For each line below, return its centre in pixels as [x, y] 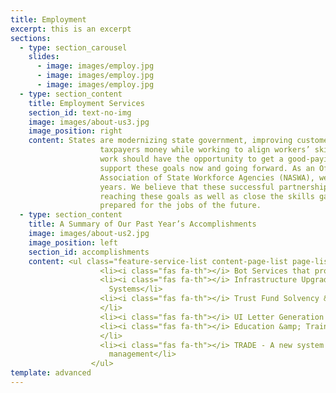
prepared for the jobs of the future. [180, 206]
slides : [44, 57]
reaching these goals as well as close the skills [207, 196]
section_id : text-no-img [80, 112]
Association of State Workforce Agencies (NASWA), [207, 177]
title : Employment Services [86, 103]
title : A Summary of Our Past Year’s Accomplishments [142, 224]
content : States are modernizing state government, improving [160, 141]
